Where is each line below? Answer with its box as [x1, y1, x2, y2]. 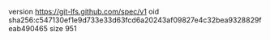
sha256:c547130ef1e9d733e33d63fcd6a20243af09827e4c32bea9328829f [8, 15, 262, 25]
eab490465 [8, 24, 49, 33]
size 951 [49, 24, 77, 33]
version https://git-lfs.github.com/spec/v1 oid [8, 7, 160, 16]
